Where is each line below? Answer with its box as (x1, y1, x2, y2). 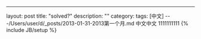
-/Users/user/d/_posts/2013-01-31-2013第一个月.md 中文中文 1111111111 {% (6, 20, 188, 27)
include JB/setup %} (6, 27, 57, 33)
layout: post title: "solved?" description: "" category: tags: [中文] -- (6, 12, 170, 19)
